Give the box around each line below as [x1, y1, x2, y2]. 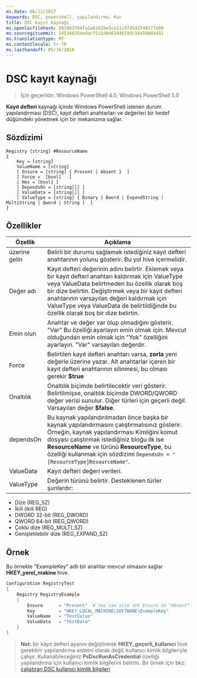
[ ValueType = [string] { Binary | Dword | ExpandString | [16, 195, 164, 201]
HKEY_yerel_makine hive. [6, 569, 69, 576]
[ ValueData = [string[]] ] [16, 189, 85, 195]
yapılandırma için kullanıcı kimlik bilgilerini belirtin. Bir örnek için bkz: [20, 659, 186, 666]
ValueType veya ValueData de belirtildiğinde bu [47, 302, 177, 310]
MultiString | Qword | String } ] [6, 199, 93, 206]
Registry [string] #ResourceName [6, 148, 88, 154]
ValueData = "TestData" [27, 619, 91, 625]
